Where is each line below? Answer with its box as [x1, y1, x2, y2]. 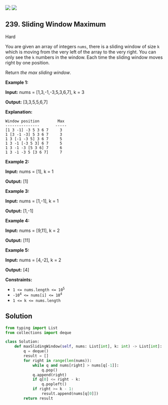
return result [23, 396, 53, 401]
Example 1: [5, 79, 29, 85]
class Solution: [5, 339, 40, 345]
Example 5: [5, 247, 29, 253]
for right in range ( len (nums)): [23, 358, 92, 363]
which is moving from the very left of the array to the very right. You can [5, 49, 156, 55]
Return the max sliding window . [5, 69, 72, 76]
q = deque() [23, 349, 49, 354]
